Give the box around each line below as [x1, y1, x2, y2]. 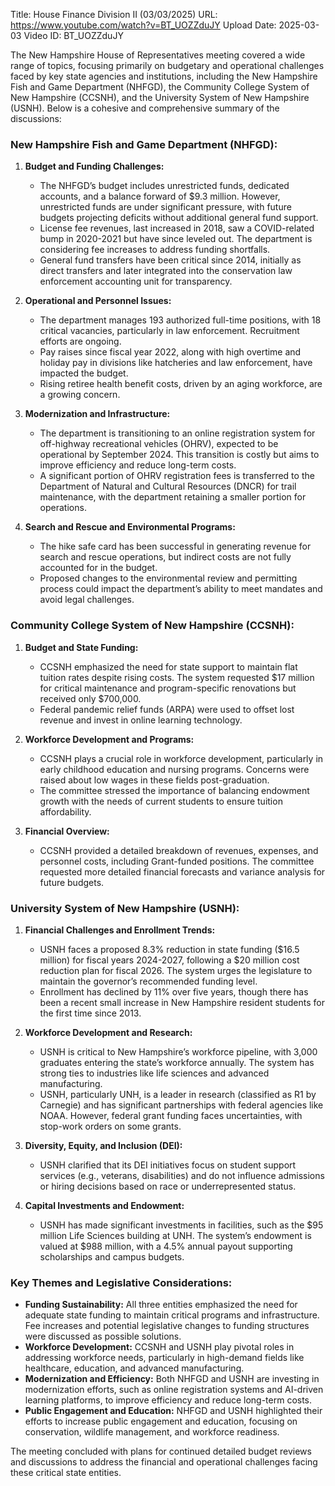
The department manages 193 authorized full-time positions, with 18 [39, 314, 322, 326]
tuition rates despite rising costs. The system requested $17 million [39, 671, 315, 683]
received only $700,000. [39, 692, 142, 704]
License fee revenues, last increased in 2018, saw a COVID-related [39, 222, 315, 234]
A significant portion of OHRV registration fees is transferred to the [39, 470, 315, 482]
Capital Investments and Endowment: [24, 1199, 185, 1211]
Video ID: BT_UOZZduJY [23, 30, 124, 41]
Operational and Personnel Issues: [24, 295, 172, 307]
